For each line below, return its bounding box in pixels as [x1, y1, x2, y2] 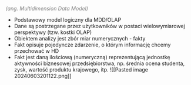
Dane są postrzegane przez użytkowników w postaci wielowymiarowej [14, 23, 186, 29]
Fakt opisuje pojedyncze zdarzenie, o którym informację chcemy [14, 41, 171, 48]
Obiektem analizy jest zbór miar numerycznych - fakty [14, 35, 146, 42]
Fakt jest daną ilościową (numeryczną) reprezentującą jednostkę [14, 54, 171, 60]
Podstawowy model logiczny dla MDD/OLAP [14, 16, 122, 23]
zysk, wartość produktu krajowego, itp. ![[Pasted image [14, 66, 148, 73]
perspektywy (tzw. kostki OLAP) [14, 29, 92, 36]
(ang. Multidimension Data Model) [5, 5, 89, 12]
